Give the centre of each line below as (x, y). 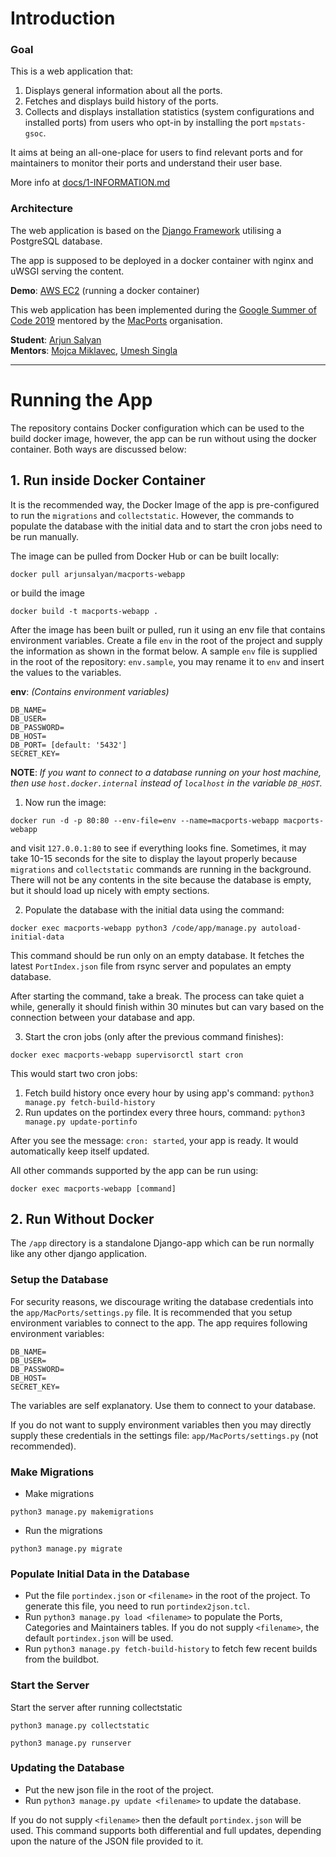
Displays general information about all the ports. (123, 91)
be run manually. (45, 536)
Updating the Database (67, 1768)
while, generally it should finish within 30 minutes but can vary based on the (167, 1006)
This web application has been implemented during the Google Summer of (163, 309)
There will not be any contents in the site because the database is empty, (161, 879)
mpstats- (288, 123)
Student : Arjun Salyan (56, 339)
